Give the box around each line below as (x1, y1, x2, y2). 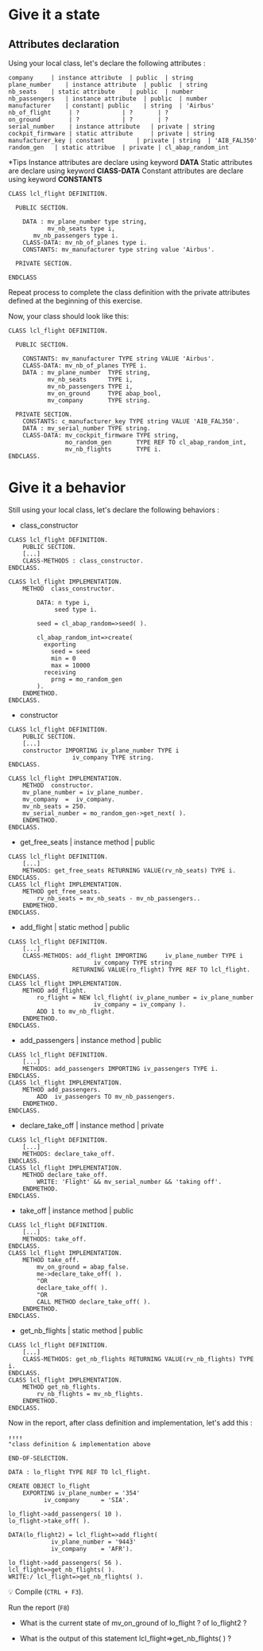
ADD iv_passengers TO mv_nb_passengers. (37, 1092, 176, 1100)
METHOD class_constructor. (22, 584, 115, 593)
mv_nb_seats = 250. (22, 802, 87, 810)
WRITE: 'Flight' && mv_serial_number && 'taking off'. (37, 1178, 222, 1186)
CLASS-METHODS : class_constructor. (22, 556, 145, 565)
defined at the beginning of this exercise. (8, 296, 143, 305)
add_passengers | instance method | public (19, 1035, 162, 1045)
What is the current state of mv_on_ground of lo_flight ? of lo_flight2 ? (19, 1618, 247, 1627)
